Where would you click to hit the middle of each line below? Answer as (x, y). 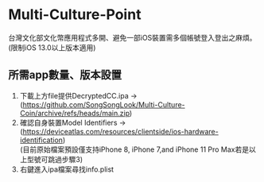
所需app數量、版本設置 (65, 75)
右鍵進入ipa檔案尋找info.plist (66, 169)
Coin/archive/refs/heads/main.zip (74, 113)
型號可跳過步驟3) (55, 159)
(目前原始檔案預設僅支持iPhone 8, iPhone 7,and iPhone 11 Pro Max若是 (134, 149)
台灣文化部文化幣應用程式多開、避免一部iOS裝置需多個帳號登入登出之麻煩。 (132, 37)
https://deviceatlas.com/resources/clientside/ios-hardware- (120, 131)
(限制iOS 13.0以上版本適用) (52, 47)
